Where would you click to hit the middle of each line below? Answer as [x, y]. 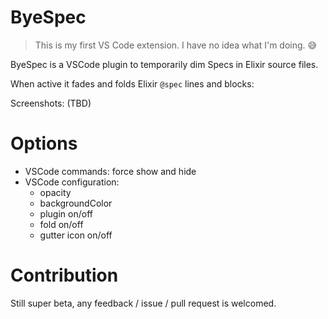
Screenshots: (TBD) [51, 103]
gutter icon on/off [76, 235]
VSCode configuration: [72, 182]
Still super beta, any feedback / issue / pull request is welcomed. [143, 303]
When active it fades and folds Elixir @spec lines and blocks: [132, 83]
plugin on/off [66, 213]
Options [44, 143]
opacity [55, 192]
